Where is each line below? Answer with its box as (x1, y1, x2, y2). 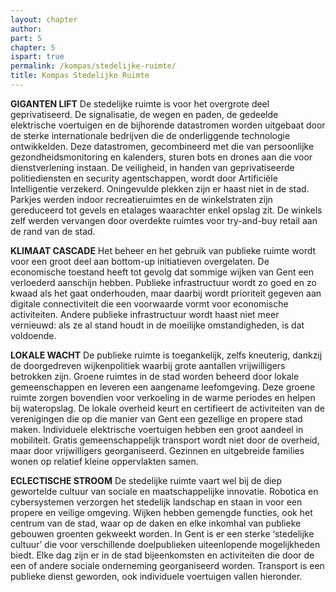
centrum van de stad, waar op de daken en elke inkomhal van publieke (10, 517, 302, 529)
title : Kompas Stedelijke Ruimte (10, 71, 150, 81)
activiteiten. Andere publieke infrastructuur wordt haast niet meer (10, 308, 280, 320)
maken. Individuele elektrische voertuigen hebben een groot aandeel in (10, 423, 304, 435)
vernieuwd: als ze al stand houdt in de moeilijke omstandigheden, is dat (10, 319, 305, 331)
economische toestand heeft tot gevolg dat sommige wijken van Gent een (10, 266, 315, 278)
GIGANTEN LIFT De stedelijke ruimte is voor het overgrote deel (10, 97, 270, 110)
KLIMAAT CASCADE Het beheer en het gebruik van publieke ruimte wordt (10, 244, 317, 256)
